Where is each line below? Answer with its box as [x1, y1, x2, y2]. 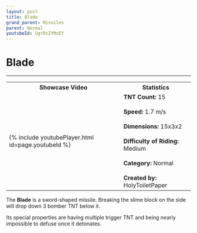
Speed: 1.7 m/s [123, 108, 167, 116]
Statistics [142, 84, 169, 92]
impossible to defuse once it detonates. [6, 220, 101, 227]
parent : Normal [6, 25, 43, 31]
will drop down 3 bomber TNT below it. [6, 202, 101, 209]
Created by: [123, 174, 157, 182]
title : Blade [6, 14, 38, 20]
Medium [123, 145, 147, 153]
